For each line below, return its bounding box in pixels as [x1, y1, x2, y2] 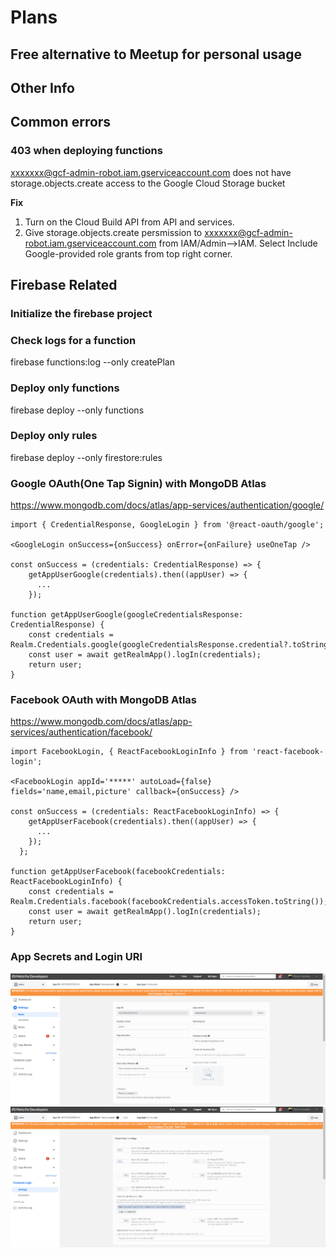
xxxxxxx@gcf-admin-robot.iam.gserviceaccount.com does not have [10, 166, 292, 178]
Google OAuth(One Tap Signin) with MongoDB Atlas [10, 476, 267, 490]
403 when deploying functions [10, 144, 163, 158]
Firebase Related [10, 277, 118, 294]
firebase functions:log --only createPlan [10, 356, 176, 368]
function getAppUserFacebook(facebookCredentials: [10, 867, 226, 877]
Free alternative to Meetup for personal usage [10, 46, 303, 63]
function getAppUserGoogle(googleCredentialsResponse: [10, 610, 244, 620]
